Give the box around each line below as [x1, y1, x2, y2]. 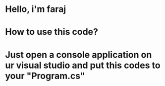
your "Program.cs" [5, 70, 85, 82]
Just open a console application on [5, 49, 152, 60]
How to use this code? [5, 26, 98, 38]
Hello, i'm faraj [5, 3, 66, 15]
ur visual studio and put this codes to [5, 60, 161, 71]
